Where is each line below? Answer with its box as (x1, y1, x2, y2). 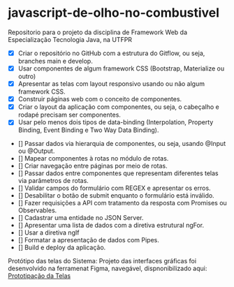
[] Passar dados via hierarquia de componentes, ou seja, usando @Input (17, 140, 226, 148)
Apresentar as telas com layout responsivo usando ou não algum (17, 80, 205, 88)
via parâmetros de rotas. (17, 177, 89, 185)
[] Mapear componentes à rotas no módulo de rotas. (17, 154, 169, 163)
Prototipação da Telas (8, 272, 71, 280)
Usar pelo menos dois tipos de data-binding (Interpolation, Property (17, 118, 214, 126)
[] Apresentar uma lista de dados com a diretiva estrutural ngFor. (17, 221, 205, 230)
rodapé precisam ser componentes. (17, 110, 122, 119)
